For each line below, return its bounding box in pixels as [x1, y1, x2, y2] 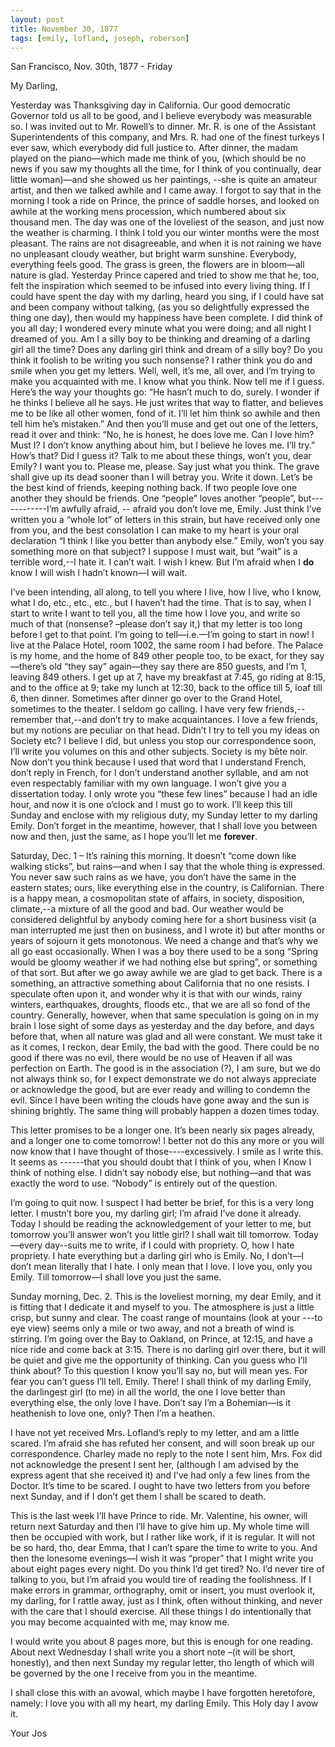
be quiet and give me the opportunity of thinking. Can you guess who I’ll [10, 1354, 308, 1366]
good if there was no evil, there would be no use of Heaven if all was [10, 1052, 293, 1064]
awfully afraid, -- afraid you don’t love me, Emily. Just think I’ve [61, 503, 322, 515]
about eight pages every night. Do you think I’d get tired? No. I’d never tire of [10, 1563, 325, 1575]
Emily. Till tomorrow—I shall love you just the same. [10, 1271, 222, 1283]
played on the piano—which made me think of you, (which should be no [10, 152, 307, 165]
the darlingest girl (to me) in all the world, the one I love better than [10, 1386, 286, 1398]
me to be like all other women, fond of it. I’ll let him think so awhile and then [10, 407, 321, 420]
